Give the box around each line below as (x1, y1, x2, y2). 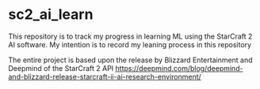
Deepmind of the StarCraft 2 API (8, 63, 114, 72)
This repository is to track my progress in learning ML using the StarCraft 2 (8, 32, 253, 41)
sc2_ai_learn (8, 6, 94, 24)
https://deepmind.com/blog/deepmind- (115, 63, 243, 72)
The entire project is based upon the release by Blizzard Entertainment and (8, 55, 253, 65)
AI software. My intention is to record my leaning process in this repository (8, 39, 252, 49)
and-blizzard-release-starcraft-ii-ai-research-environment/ (8, 72, 202, 81)
